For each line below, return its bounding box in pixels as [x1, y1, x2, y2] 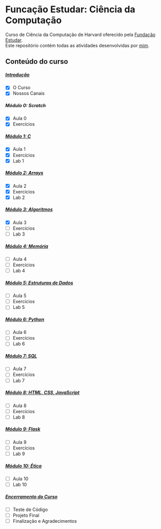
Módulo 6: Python [5, 316, 45, 322]
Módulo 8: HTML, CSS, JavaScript [5, 389, 80, 396]
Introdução [5, 71, 30, 77]
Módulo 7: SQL [5, 353, 37, 359]
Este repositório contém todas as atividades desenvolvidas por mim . [5, 42, 150, 48]
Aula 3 [12, 219, 27, 225]
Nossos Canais [12, 90, 45, 96]
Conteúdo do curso [5, 57, 68, 66]
